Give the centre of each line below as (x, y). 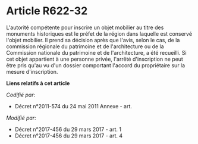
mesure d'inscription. (32, 71)
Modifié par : (21, 118)
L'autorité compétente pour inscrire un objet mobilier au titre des (85, 27)
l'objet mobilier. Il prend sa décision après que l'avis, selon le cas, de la (93, 40)
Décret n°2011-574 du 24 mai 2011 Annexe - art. (73, 106)
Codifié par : (21, 95)
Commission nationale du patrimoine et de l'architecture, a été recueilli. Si (96, 52)
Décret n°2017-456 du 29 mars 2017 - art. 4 (69, 136)
